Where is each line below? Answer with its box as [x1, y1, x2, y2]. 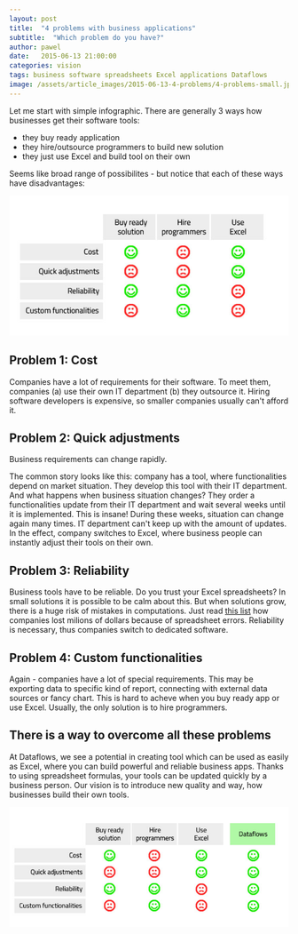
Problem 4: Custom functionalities [9, 650, 203, 666]
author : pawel [9, 43, 62, 52]
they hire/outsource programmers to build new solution [21, 141, 224, 152]
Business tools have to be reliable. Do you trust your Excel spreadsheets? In [9, 587, 286, 597]
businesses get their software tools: [9, 115, 140, 125]
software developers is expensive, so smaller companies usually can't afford [9, 395, 289, 406]
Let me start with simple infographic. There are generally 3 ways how [9, 105, 263, 116]
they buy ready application [21, 132, 121, 142]
